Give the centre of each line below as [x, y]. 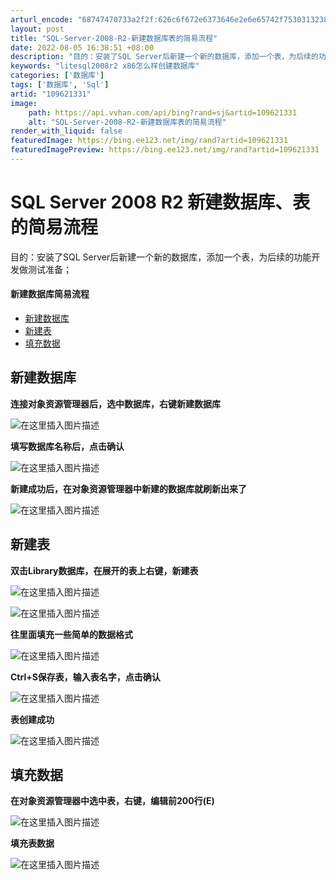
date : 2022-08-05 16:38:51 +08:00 [82, 47]
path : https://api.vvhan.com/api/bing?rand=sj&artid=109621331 [163, 112]
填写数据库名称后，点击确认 [67, 446]
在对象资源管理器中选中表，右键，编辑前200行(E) [112, 801]
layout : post [37, 29]
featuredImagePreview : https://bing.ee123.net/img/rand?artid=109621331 [165, 150]
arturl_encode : [42, 19]
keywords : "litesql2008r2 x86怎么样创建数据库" [105, 66]
